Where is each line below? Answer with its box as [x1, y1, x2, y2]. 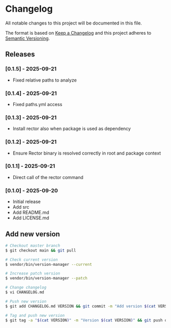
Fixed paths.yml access [12, 101, 63, 107]
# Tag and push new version [5, 313, 65, 318]
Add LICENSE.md [12, 215, 49, 221]
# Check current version [5, 257, 58, 262]
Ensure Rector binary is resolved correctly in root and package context [12, 150, 161, 156]
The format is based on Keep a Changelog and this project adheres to [5, 30, 152, 36]
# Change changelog [5, 285, 47, 290]
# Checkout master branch [5, 243, 60, 248]
